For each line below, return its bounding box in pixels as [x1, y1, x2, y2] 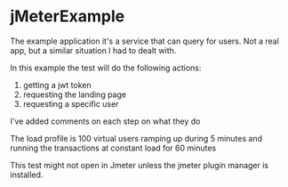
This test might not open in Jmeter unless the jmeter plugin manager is [10, 159, 269, 170]
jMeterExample [10, 6, 125, 27]
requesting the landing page [22, 89, 127, 100]
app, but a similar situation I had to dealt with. [10, 45, 177, 55]
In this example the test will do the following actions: [10, 62, 202, 73]
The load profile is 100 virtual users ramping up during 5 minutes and [10, 133, 263, 143]
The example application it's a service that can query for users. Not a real [10, 36, 279, 46]
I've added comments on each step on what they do [10, 116, 201, 126]
